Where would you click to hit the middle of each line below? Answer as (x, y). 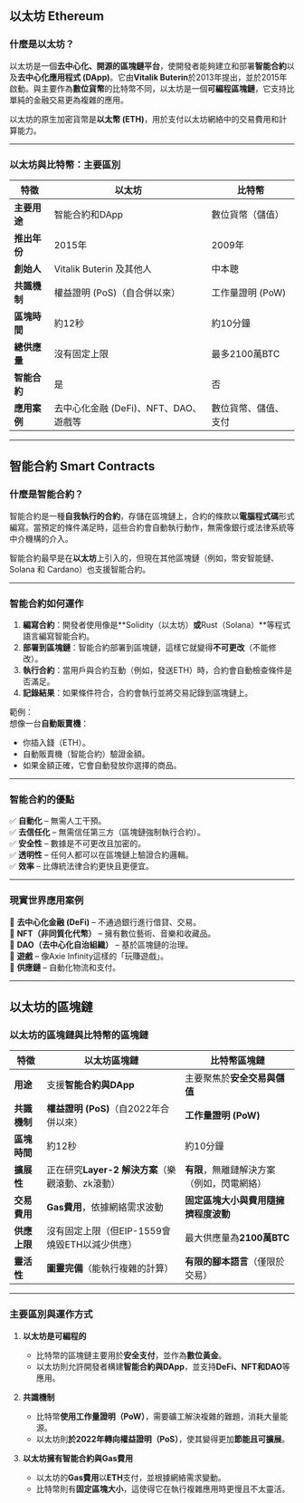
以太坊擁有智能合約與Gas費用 (78, 1458)
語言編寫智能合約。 (58, 636)
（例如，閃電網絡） (226, 1183)
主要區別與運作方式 (51, 1315)
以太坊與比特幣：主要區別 (65, 164)
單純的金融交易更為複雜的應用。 (69, 100)
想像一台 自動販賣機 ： (49, 723)
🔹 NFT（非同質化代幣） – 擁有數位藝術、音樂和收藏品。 (113, 933)
